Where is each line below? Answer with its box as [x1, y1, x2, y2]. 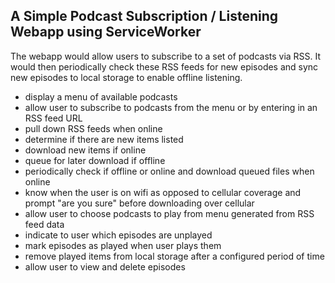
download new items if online [24, 144, 147, 156]
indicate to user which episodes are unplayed [24, 229, 213, 241]
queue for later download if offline [24, 154, 166, 166]
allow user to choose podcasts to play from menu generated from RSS [24, 207, 315, 219]
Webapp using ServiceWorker [10, 24, 202, 41]
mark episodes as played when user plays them [24, 239, 222, 251]
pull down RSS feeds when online [24, 122, 163, 134]
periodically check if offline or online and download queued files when [24, 165, 315, 177]
